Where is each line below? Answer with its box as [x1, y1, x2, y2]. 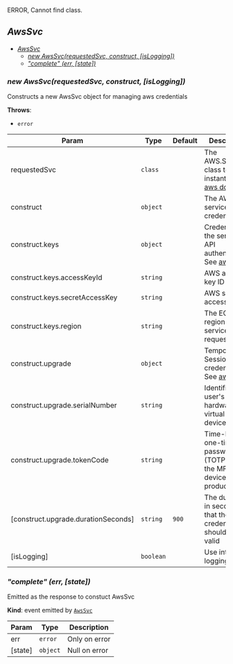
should [204, 528, 227, 537]
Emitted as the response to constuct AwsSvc [7, 592, 135, 601]
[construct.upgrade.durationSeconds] [10, 515, 135, 524]
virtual [204, 410, 225, 419]
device [204, 418, 227, 428]
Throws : [7, 106, 32, 114]
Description [69, 622, 109, 632]
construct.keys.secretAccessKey [10, 293, 118, 302]
